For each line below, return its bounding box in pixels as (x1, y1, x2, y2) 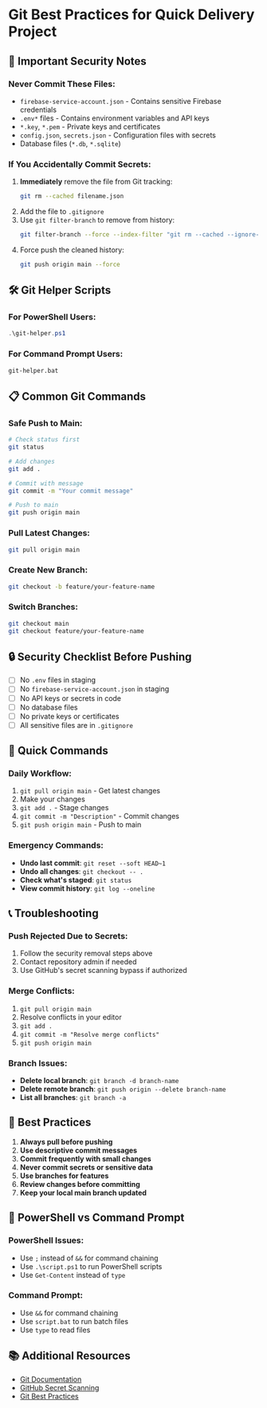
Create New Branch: (8, 564, 88, 575)
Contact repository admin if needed (19, 957, 137, 967)
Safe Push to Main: (8, 417, 83, 429)
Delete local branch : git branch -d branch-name (19, 1076, 179, 1086)
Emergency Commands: (8, 840, 104, 851)
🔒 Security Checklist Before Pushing (8, 651, 192, 663)
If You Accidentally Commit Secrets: (8, 158, 151, 169)
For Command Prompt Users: (8, 349, 124, 360)
